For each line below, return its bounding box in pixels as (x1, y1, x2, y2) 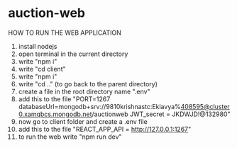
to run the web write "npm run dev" (18, 132, 123, 141)
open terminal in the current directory (18, 50, 128, 58)
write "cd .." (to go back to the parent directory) (18, 79, 158, 88)
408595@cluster (180, 102, 230, 110)
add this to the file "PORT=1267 (18, 94, 111, 103)
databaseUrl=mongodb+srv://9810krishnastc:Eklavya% (18, 102, 182, 110)
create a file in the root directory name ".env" (18, 87, 151, 96)
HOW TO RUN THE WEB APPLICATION (8, 28, 121, 37)
